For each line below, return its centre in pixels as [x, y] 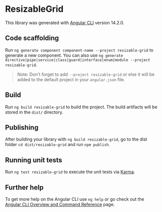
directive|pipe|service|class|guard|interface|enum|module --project [78, 60]
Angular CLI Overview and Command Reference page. [60, 204]
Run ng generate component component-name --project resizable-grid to [79, 50]
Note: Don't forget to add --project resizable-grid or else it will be [86, 74]
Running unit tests [34, 160]
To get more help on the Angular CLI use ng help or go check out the [75, 199]
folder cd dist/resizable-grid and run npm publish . [58, 145]
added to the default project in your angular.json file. [71, 79]
